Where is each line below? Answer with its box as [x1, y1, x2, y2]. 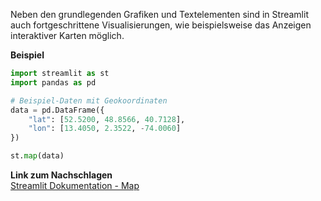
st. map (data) [10, 151, 65, 161]
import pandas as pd [10, 77, 97, 88]
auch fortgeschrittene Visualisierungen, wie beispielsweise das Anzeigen [10, 19, 312, 31]
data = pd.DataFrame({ [10, 105, 105, 115]
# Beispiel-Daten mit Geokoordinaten [10, 95, 168, 106]
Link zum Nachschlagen [10, 169, 113, 181]
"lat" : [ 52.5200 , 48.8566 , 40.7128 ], [28, 114, 186, 124]
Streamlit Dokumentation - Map [10, 180, 140, 191]
